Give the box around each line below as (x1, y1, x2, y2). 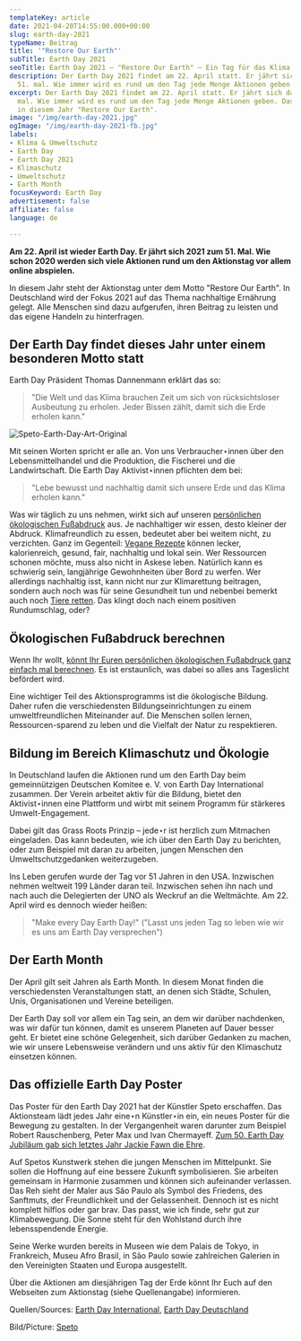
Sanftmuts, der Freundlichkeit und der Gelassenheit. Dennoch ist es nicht (9, 1195, 279, 1205)
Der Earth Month (9, 952, 104, 968)
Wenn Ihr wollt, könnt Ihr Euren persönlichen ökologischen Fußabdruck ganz (9, 654, 292, 665)
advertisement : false (9, 197, 90, 206)
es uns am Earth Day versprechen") (30, 926, 163, 938)
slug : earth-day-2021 (9, 30, 90, 39)
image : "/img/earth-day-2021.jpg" (9, 113, 139, 122)
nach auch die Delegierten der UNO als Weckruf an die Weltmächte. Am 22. (9, 890, 289, 901)
